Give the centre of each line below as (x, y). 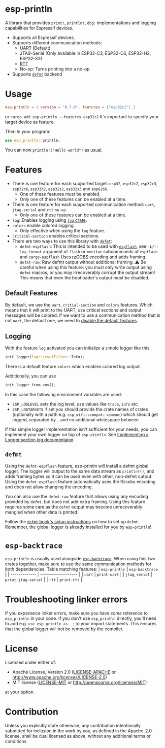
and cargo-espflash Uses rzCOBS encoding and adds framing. (83, 257)
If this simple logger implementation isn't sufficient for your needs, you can (81, 429)
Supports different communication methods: (57, 42)
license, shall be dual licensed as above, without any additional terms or (78, 736)
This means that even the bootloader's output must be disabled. (84, 277)
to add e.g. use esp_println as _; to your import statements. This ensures (81, 623)
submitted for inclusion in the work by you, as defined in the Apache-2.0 (78, 731)
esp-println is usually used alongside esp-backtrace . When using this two (80, 558)
